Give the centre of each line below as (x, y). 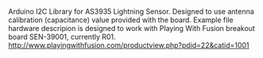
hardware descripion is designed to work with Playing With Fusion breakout (132, 28)
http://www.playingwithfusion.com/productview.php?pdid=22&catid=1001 (129, 45)
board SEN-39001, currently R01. (62, 37)
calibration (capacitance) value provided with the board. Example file (121, 20)
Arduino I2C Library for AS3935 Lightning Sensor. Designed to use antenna (131, 12)
